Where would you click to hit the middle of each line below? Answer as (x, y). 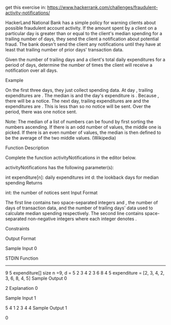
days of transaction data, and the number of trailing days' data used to (79, 208)
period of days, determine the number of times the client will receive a (79, 65)
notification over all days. (32, 70)
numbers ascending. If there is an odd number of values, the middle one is (83, 127)
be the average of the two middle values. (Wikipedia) (61, 138)
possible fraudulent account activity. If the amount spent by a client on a (81, 28)
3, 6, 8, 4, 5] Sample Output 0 (36, 278)
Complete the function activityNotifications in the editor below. (71, 158)
